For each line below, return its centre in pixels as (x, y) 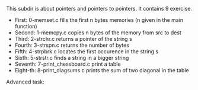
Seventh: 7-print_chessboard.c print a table (68, 64)
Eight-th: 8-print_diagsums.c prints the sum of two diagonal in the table (102, 70)
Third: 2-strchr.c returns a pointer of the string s (73, 39)
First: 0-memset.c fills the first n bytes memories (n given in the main (99, 20)
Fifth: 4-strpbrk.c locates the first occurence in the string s (87, 52)
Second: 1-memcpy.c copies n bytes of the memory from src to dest (98, 33)
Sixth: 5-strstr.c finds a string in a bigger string (72, 58)
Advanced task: (25, 82)
